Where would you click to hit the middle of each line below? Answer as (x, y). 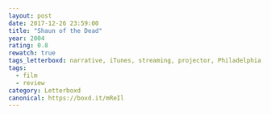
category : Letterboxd (45, 90)
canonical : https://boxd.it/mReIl (67, 98)
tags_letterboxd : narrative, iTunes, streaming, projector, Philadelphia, (137, 61)
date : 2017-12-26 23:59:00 (54, 23)
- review (30, 83)
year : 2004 (27, 38)
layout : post (30, 16)
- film (27, 75)
